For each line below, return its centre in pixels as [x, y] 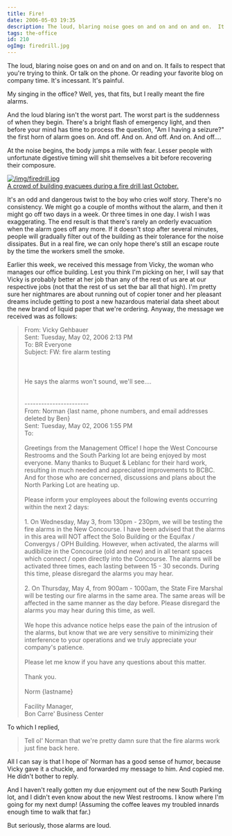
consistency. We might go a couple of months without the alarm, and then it [115, 207]
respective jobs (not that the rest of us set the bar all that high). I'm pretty [112, 287]
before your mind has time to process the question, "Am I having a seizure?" [116, 130]
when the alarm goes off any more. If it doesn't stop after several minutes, [113, 229]
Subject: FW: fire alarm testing [67, 352]
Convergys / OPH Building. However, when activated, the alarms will [122, 544]
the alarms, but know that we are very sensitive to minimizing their [119, 632]
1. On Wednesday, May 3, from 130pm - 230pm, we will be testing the [123, 522]
